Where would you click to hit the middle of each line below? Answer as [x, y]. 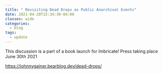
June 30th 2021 [21, 56]
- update [19, 37]
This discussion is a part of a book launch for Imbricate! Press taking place [81, 51]
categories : [17, 23]
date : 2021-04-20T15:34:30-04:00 [40, 14]
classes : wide [20, 19]
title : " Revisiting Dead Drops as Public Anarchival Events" [71, 10]
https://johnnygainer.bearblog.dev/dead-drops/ [53, 66]
